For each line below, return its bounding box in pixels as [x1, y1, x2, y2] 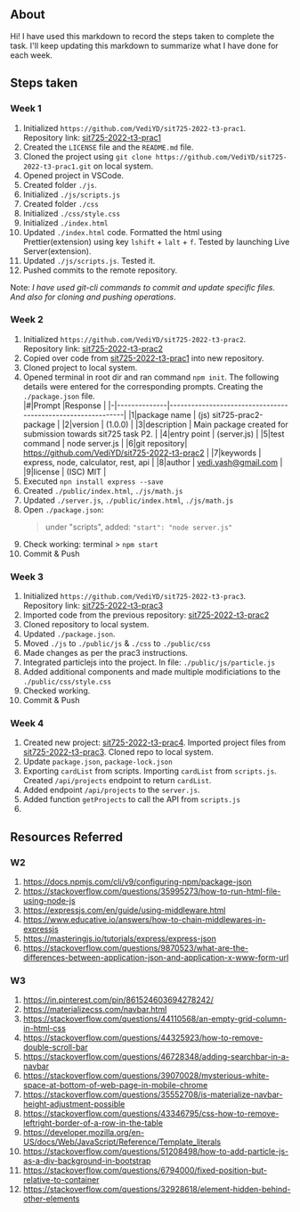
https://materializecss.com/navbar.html [22, 1004, 167, 1015]
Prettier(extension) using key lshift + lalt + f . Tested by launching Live [22, 236, 290, 247]
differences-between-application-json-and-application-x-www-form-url [22, 953, 289, 963]
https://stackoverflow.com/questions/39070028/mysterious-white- [22, 1070, 270, 1081]
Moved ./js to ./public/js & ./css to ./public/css [22, 638, 212, 649]
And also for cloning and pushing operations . [10, 291, 176, 302]
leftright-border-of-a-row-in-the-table [22, 1118, 164, 1128]
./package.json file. [22, 390, 96, 401]
